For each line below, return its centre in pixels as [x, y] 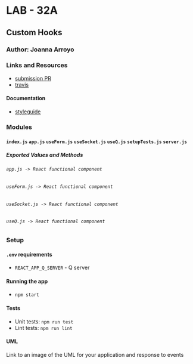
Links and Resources [37, 65]
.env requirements [29, 254]
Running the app [27, 281]
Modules [19, 127]
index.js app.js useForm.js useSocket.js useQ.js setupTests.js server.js [97, 142]
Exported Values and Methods [45, 155]
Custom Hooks [34, 33]
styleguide [28, 112]
